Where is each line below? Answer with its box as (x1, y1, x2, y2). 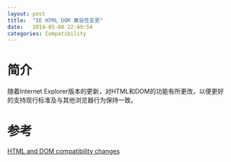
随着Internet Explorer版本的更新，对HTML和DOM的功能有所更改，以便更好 (7, 87, 224, 96)
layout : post (7, 10, 46, 18)
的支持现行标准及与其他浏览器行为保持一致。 (7, 96, 137, 104)
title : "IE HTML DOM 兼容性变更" (7, 17, 104, 24)
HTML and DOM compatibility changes (7, 147, 120, 156)
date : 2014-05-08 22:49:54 (7, 23, 93, 30)
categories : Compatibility (7, 30, 87, 37)
